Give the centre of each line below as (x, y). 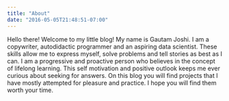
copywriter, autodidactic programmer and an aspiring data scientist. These (112, 46)
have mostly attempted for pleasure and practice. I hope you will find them (112, 83)
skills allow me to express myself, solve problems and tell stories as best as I (115, 54)
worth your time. (30, 90)
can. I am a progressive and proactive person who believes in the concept (111, 61)
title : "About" (29, 13)
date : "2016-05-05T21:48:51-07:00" (58, 20)
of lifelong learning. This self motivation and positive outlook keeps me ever (114, 68)
